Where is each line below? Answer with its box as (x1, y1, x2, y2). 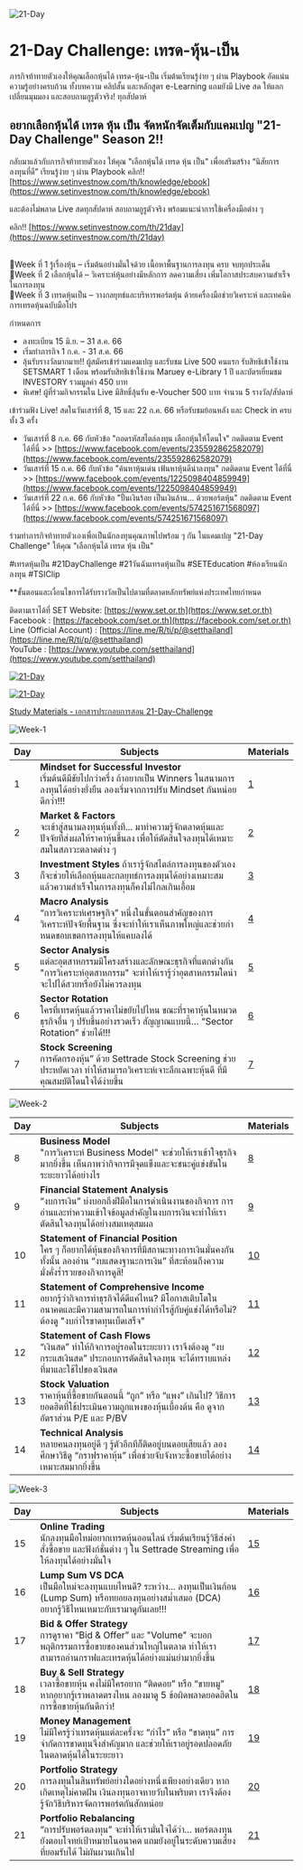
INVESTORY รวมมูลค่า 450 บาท (22, 376, 128, 387)
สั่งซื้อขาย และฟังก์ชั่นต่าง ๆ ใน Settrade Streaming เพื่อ (40, 1543, 240, 1555)
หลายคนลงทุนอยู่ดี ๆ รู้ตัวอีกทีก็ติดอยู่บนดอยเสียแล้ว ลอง (40, 1438, 227, 1450)
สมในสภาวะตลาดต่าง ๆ (40, 843, 117, 855)
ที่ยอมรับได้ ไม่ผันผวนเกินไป (40, 1846, 135, 1858)
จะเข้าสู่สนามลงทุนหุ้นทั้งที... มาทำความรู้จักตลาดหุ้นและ (40, 820, 225, 833)
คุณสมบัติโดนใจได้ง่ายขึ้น (40, 1074, 124, 1087)
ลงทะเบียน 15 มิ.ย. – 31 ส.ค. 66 (22, 335, 123, 346)
